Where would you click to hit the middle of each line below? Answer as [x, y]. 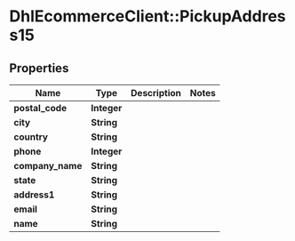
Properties [39, 68]
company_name [48, 166]
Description [156, 93]
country [31, 137]
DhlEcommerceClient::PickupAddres [147, 16]
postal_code [40, 108]
